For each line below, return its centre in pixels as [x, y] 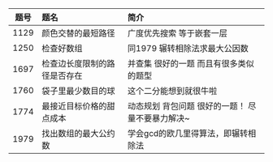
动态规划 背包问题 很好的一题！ [186, 106]
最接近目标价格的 [74, 106]
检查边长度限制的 [74, 64]
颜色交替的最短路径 [78, 33]
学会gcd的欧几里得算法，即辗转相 [192, 133]
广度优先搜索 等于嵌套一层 [177, 33]
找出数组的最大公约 [78, 133]
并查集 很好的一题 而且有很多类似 [191, 64]
